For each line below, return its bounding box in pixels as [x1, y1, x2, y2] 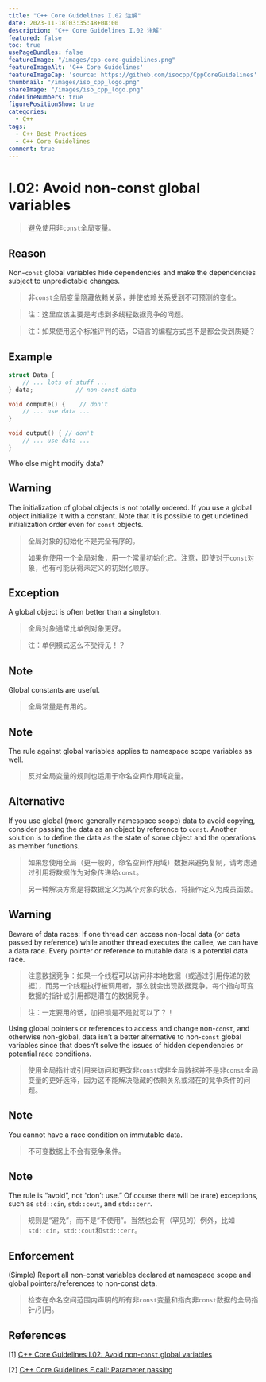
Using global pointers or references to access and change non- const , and [8, 1023, 250, 1033]
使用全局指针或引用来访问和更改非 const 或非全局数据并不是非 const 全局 [27, 1065, 259, 1074]
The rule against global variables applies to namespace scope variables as [8, 747, 253, 756]
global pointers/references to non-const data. [8, 1279, 158, 1288]
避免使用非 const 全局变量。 [27, 223, 116, 233]
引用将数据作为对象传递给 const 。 [34, 868, 144, 877]
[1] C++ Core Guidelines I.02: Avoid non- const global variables [8, 1349, 213, 1359]
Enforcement [8, 1249, 74, 1263]
